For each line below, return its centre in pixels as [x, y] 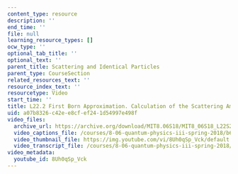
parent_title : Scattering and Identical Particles [84, 67]
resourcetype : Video [38, 93]
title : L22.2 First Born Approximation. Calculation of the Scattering [115, 107]
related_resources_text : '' [49, 80]
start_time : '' [30, 100]
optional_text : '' [34, 60]
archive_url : [33, 126]
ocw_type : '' [27, 47]
